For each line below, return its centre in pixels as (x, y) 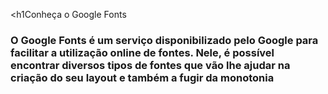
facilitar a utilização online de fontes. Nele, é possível (142, 52)
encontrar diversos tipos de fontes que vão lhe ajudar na (150, 65)
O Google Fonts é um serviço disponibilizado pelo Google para (164, 40)
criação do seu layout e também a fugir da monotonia (142, 77)
